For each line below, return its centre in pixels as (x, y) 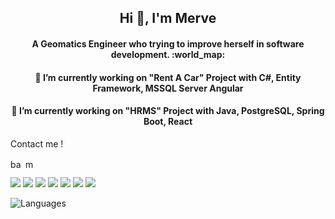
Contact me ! (37, 143)
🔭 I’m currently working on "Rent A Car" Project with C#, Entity (168, 77)
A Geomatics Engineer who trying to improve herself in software (168, 43)
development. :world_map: (168, 54)
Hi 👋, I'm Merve (168, 18)
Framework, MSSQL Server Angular (168, 88)
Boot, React (168, 122)
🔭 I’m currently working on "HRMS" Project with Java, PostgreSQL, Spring (168, 111)
